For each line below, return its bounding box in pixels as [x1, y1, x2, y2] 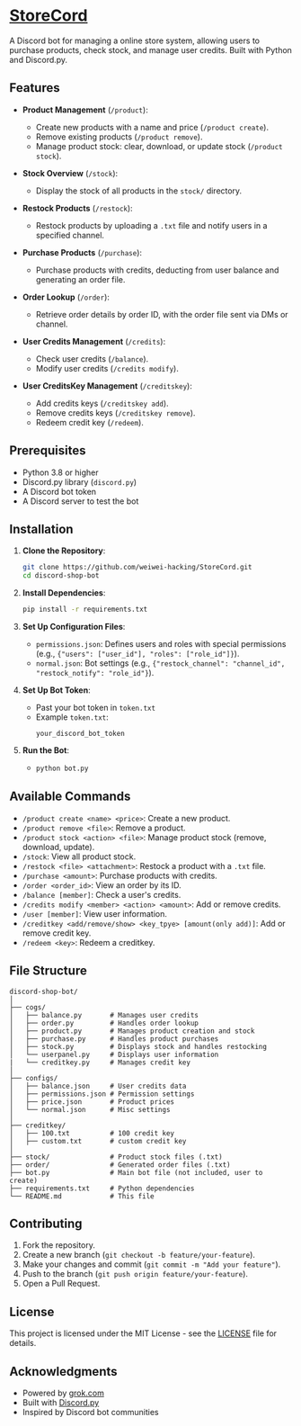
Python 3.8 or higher [22, 467, 99, 478]
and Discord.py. [9, 54, 68, 65]
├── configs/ [9, 1073, 58, 1082]
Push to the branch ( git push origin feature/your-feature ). [22, 1269, 249, 1279]
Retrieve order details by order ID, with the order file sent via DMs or [35, 309, 289, 319]
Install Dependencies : [22, 587, 106, 598]
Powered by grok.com [22, 1387, 105, 1398]
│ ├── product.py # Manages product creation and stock [9, 1027, 255, 1036]
